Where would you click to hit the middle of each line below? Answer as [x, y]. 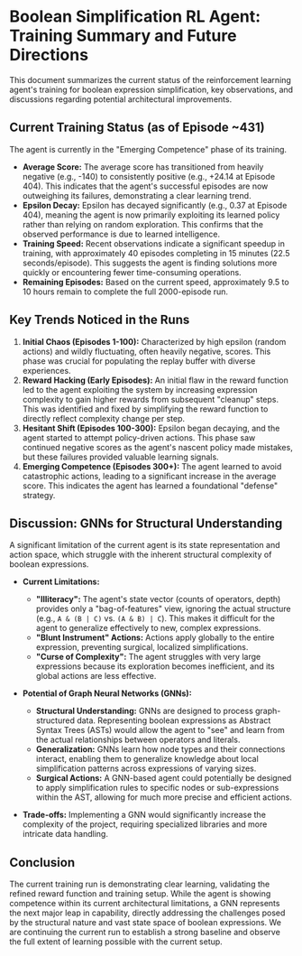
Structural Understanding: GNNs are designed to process [145, 711]
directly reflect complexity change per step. [104, 418]
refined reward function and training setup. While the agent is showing [140, 894]
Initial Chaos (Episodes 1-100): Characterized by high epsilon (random [154, 341]
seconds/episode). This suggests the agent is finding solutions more [150, 263]
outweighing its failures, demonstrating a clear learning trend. [137, 195]
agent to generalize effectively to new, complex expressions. [148, 628]
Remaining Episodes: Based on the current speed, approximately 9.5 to [156, 282]
